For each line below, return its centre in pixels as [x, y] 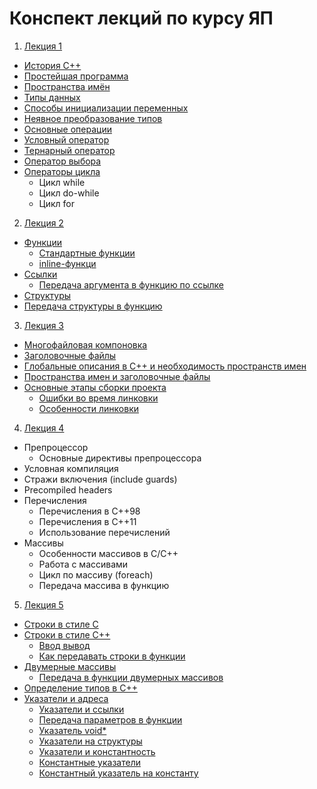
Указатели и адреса [66, 698]
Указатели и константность [97, 751]
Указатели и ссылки [81, 709]
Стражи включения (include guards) [100, 479]
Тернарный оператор [69, 150]
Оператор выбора [62, 161]
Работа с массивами [83, 564]
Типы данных [52, 97]
